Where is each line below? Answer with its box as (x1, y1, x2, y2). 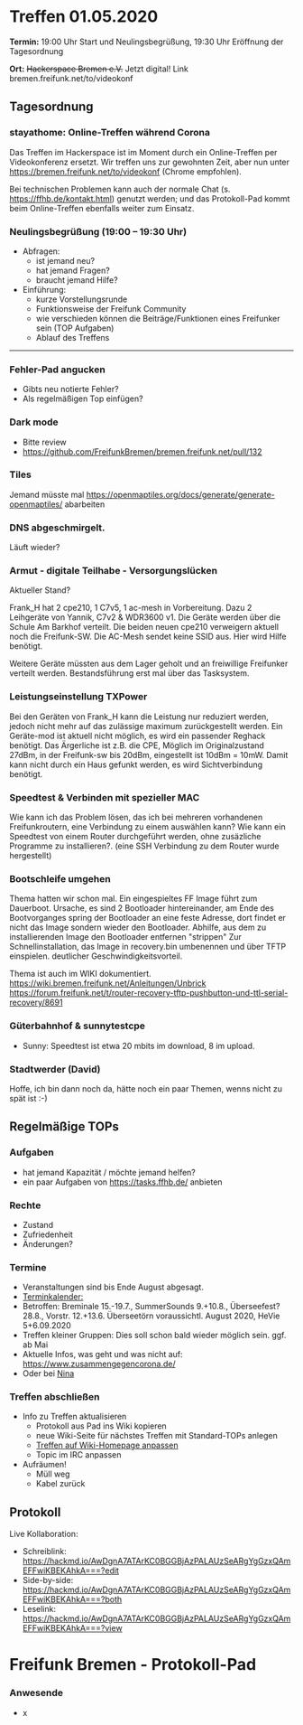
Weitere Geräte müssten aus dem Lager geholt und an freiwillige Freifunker (9, 658, 289, 670)
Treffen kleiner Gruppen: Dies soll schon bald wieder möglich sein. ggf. (22, 1330, 287, 1341)
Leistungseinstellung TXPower (9, 690, 148, 703)
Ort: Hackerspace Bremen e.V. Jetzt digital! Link (9, 63, 189, 74)
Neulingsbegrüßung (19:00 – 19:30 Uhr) (9, 225, 188, 238)
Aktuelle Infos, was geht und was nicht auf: (22, 1349, 183, 1360)
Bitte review (22, 436, 68, 447)
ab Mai (22, 1339, 49, 1350)
